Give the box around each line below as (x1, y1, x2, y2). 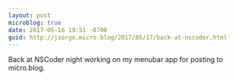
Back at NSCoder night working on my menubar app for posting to (8, 55, 223, 64)
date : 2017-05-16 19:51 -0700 (8, 26, 108, 34)
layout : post (8, 11, 51, 20)
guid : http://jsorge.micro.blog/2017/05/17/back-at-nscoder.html (8, 33, 227, 42)
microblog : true (8, 19, 62, 27)
